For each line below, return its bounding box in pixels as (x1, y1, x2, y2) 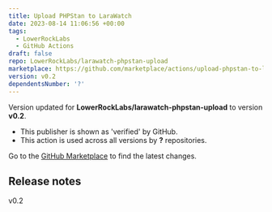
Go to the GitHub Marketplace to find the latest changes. (8, 151, 197, 161)
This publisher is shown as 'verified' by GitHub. (19, 127, 178, 136)
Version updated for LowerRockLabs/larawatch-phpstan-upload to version (8, 102, 263, 112)
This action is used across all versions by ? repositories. (19, 135, 207, 145)
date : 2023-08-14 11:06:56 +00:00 (8, 19, 125, 28)
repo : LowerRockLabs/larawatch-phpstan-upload (8, 58, 168, 66)
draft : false (8, 50, 53, 58)
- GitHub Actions (15, 42, 74, 50)
